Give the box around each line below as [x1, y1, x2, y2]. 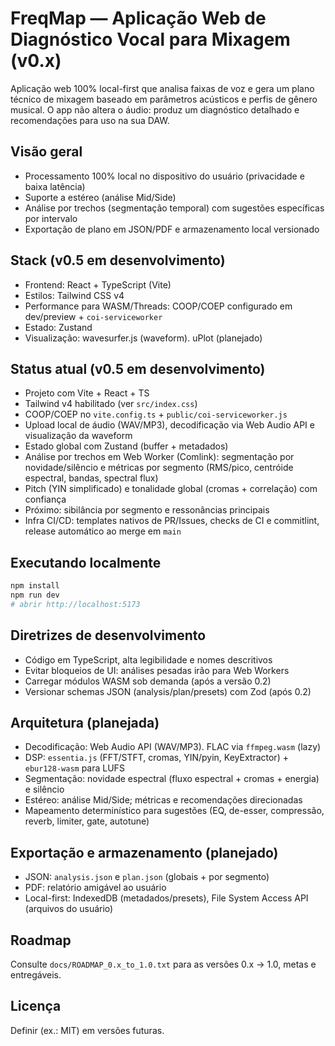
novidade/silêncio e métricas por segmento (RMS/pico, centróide [24, 462, 294, 474]
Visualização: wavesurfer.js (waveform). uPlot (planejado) [24, 332, 263, 344]
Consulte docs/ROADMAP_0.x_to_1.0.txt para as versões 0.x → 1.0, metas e [10, 958, 317, 971]
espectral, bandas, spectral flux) [24, 472, 159, 484]
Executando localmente [10, 554, 162, 571]
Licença [10, 998, 62, 1015]
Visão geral [10, 143, 83, 161]
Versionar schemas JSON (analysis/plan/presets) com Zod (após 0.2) [24, 685, 312, 697]
